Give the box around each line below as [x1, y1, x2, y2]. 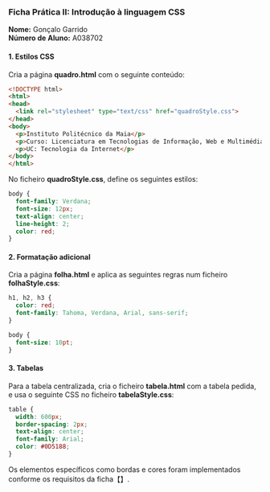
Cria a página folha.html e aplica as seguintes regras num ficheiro [8, 270, 228, 280]
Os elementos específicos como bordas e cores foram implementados [8, 465, 241, 474]
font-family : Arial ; [15, 435, 84, 444]
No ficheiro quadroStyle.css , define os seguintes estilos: [8, 174, 198, 184]
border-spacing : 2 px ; [15, 420, 88, 428]
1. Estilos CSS [8, 51, 55, 61]
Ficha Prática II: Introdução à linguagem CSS [8, 6, 186, 18]
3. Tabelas [8, 363, 44, 373]
